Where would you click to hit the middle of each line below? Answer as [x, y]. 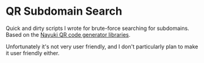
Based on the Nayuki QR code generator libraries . [68, 34]
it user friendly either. [33, 53]
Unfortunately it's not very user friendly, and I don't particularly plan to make [102, 46]
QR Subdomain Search [64, 11]
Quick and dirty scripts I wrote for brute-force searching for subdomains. [98, 28]
